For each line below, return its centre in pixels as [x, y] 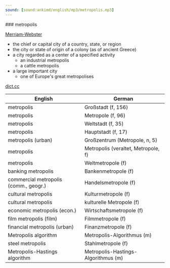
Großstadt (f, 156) [106, 107]
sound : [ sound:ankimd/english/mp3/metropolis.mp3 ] [60, 10]
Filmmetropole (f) [105, 218]
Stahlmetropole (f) [106, 243]
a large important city [35, 71]
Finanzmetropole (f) [108, 227]
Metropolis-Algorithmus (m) [118, 235]
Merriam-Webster [24, 34]
